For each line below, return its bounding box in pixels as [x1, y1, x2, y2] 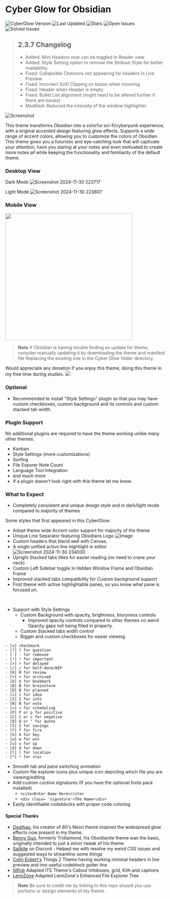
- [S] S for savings [5, 723, 49, 729]
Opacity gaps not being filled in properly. [27, 623, 113, 629]
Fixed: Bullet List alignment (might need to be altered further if [25, 91, 156, 98]
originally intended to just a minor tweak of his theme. [12, 840, 125, 847]
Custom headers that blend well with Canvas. [12, 538, 108, 544]
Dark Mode [5, 179, 29, 185]
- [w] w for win [5, 737, 40, 742]
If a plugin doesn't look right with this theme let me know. [12, 478, 132, 484]
